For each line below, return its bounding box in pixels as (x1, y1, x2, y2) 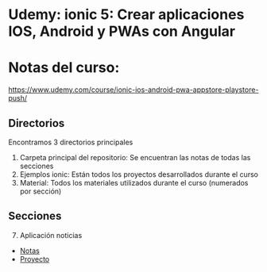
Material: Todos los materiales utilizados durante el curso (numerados (19, 178, 249, 187)
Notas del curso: (8, 59, 120, 77)
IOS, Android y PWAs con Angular (8, 22, 236, 40)
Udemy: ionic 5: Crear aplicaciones (8, 6, 245, 24)
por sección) (19, 186, 62, 196)
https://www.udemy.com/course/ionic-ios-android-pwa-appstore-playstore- (8, 85, 259, 94)
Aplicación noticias (19, 230, 83, 239)
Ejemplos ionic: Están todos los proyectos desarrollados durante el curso (19, 169, 259, 179)
